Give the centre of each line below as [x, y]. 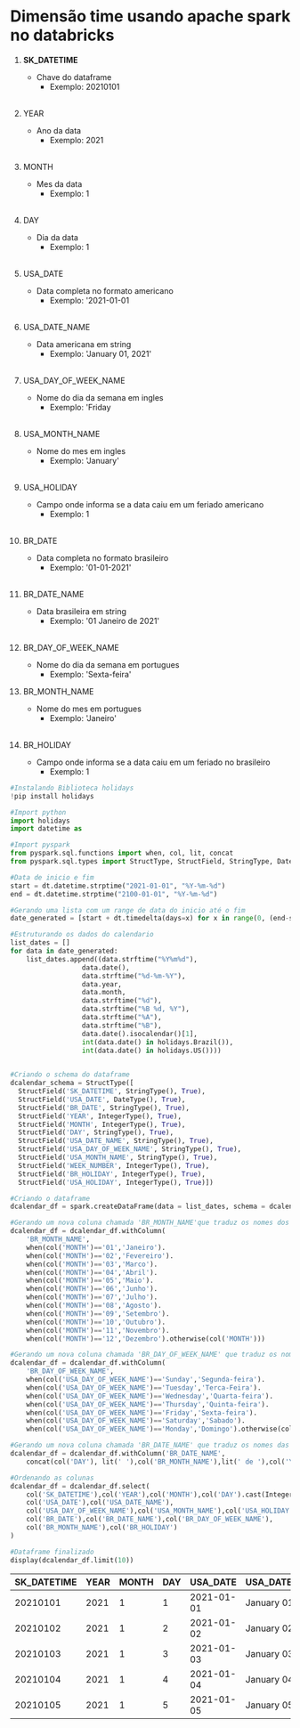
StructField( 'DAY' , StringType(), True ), [96, 1132]
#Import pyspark [40, 845]
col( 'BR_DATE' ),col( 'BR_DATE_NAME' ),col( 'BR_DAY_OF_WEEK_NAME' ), [150, 1520]
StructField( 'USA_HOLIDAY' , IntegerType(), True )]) [116, 1182]
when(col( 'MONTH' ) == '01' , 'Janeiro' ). [96, 1247]
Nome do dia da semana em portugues [108, 664]
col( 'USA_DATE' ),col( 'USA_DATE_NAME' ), [100, 1503]
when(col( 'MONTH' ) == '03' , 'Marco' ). [92, 1264]
